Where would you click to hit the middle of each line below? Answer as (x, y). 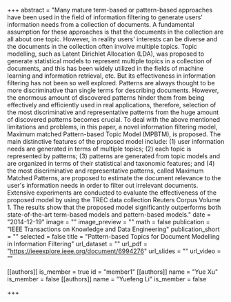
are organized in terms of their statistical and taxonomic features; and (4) (111, 163)
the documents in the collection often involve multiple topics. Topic (102, 46)
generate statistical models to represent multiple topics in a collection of (110, 61)
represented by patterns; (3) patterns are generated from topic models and (114, 156)
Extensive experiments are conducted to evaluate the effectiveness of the (112, 193)
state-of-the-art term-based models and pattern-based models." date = (109, 215)
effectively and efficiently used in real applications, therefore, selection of (112, 105)
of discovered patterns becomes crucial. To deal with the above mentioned (114, 119)
